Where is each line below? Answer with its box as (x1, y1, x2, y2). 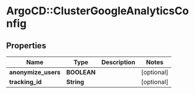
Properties (6, 40, 47, 51)
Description (101, 58, 135, 66)
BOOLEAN (66, 68, 96, 76)
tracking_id (9, 78, 42, 86)
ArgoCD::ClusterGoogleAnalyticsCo (6, 4, 189, 18)
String (66, 78, 85, 86)
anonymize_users (9, 68, 61, 76)
